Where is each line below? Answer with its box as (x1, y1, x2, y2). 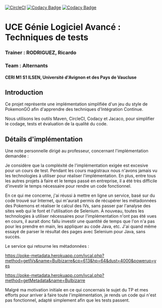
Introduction (5, 88, 44, 97)
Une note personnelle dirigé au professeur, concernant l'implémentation (5, 148, 148, 154)
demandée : (5, 153, 29, 159)
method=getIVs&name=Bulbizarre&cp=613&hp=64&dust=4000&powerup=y (5, 258, 157, 264)
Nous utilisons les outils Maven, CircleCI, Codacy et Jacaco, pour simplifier (5, 116, 155, 121)
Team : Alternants (5, 62, 48, 69)
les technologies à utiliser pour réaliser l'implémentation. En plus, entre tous (5, 173, 156, 179)
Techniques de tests (5, 32, 88, 43)
